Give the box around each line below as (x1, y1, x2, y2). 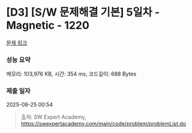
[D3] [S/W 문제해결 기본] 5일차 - (6, 5, 160, 19)
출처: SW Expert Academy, (20, 113, 86, 120)
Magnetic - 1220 (6, 19, 90, 32)
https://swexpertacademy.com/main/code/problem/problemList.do (20, 120, 187, 127)
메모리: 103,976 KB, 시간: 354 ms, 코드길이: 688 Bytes (6, 70, 137, 78)
